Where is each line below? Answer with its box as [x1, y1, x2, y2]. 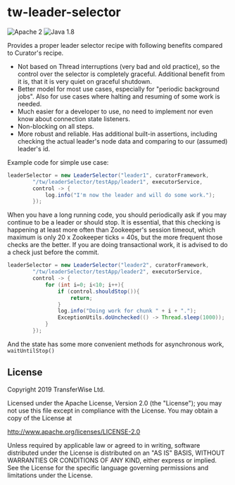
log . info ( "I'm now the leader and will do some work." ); [44, 191, 216, 199]
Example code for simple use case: [7, 158, 109, 166]
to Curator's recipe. [7, 49, 64, 57]
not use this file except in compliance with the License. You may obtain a [7, 406, 218, 415]
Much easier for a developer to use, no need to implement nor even [17, 107, 213, 115]
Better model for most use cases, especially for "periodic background [17, 84, 220, 93]
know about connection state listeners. [17, 114, 130, 123]
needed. [17, 99, 42, 108]
